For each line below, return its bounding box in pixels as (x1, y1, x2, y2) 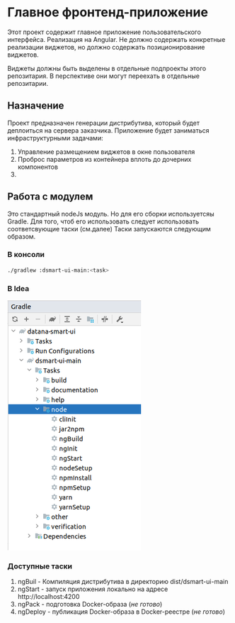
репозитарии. (7, 79, 49, 87)
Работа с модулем (7, 191, 93, 203)
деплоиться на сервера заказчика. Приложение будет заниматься (7, 126, 210, 135)
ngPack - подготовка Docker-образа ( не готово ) (17, 600, 163, 609)
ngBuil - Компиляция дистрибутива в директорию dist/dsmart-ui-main (17, 578, 229, 586)
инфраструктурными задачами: (7, 133, 104, 142)
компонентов (17, 162, 59, 171)
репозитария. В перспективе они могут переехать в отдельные (7, 72, 200, 80)
